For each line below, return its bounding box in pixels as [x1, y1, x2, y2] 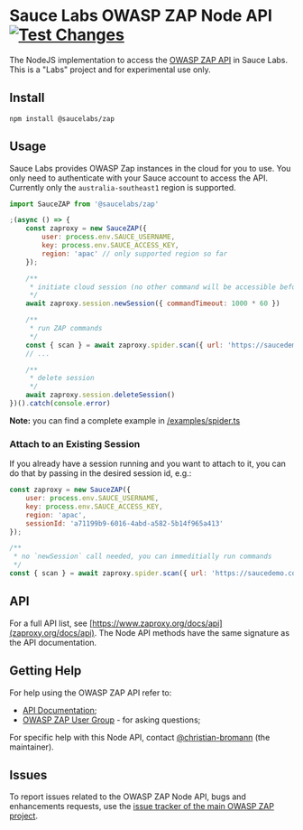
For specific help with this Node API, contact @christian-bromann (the [9, 732, 271, 742]
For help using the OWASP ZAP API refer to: [9, 687, 172, 698]
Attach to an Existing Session [9, 437, 141, 450]
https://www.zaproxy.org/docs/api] [92, 618, 223, 629]
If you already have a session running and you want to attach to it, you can [9, 458, 287, 470]
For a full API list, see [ [9, 618, 93, 629]
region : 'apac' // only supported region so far [41, 249, 228, 258]
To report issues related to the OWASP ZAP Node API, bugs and [9, 791, 246, 802]
